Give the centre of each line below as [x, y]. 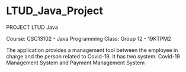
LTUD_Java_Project [55, 11]
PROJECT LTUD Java [32, 27]
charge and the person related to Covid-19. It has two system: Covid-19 [93, 56]
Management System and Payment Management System [76, 63]
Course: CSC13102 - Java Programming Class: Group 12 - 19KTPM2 [89, 38]
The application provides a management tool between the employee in [92, 50]
